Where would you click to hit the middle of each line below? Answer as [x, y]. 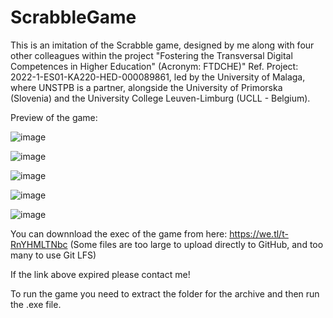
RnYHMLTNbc [39, 244]
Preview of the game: [54, 117]
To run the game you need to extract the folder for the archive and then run [165, 293]
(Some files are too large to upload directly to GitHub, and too [196, 244]
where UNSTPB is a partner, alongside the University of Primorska [146, 87]
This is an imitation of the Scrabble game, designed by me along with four [162, 45]
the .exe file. [36, 304]
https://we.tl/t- [259, 233]
